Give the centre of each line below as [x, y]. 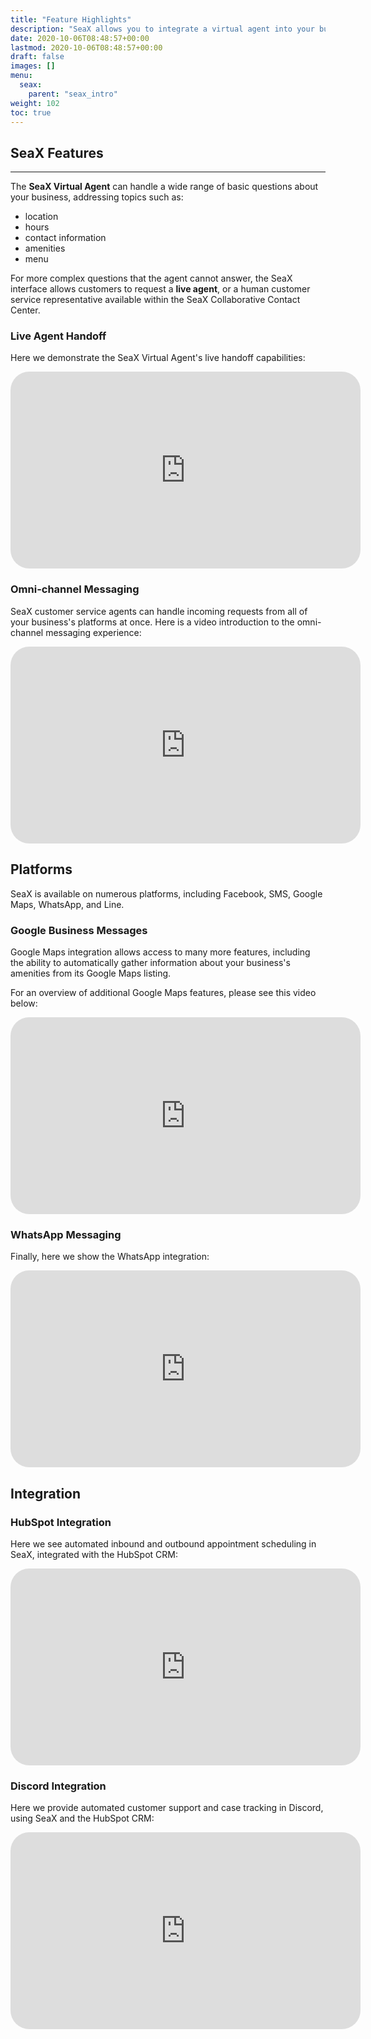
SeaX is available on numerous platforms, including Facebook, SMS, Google [166, 893]
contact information [65, 238]
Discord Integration [58, 1786]
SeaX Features [57, 152]
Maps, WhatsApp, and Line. [67, 904]
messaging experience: [93, 632]
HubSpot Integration [61, 1522]
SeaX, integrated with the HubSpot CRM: [94, 1554]
